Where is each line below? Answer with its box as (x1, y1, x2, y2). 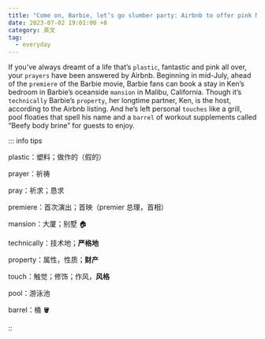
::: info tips (8, 136, 43, 146)
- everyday (15, 41, 51, 49)
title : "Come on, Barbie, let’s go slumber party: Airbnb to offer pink (8, 11, 252, 20)
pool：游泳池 (8, 289, 50, 298)
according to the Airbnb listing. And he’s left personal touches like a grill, (8, 104, 242, 114)
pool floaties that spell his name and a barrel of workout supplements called (8, 112, 257, 122)
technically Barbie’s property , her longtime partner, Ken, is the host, (8, 96, 231, 105)
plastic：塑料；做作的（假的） (8, 153, 106, 162)
